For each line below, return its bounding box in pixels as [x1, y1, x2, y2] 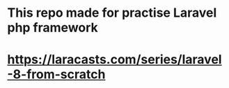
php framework [7, 20, 99, 36]
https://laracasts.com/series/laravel [7, 52, 222, 68]
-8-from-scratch [7, 66, 106, 82]
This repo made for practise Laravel [7, 5, 217, 21]
